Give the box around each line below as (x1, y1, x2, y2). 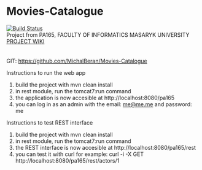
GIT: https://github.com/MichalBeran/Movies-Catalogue (6, 57, 147, 64)
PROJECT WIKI (6, 37, 45, 45)
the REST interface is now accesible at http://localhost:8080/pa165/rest (15, 144, 196, 151)
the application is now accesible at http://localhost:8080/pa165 (15, 94, 175, 101)
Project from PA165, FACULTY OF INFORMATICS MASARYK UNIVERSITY (6, 31, 190, 38)
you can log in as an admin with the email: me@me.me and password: (15, 100, 192, 108)
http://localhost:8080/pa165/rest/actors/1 (15, 156, 120, 164)
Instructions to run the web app (6, 69, 86, 76)
